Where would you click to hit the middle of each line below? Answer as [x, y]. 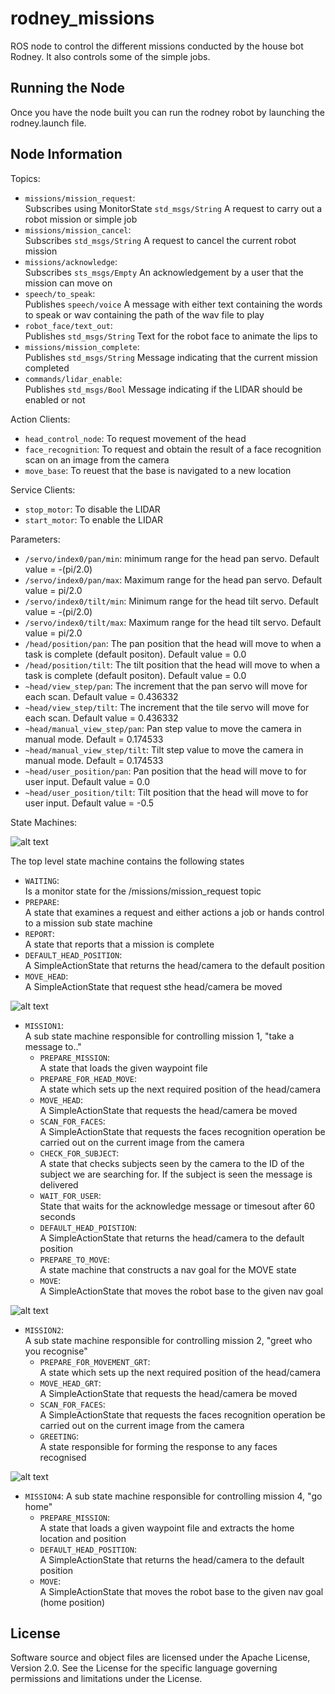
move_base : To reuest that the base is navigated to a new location [158, 470]
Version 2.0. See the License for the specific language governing [144, 1668]
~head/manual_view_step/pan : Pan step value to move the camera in [163, 728]
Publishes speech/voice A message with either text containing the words [173, 304]
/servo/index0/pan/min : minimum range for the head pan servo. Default [172, 558]
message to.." [53, 1046]
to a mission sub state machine [88, 923]
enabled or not [55, 399]
